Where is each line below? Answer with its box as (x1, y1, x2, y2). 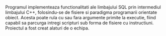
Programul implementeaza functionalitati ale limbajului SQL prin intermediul (5, 4, 161, 10)
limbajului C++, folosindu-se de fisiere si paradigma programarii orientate (5, 9, 157, 15)
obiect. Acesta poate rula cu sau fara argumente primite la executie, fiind (5, 15, 156, 20)
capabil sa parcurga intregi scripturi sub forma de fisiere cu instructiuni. (5, 20, 154, 26)
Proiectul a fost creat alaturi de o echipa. (5, 25, 90, 31)
